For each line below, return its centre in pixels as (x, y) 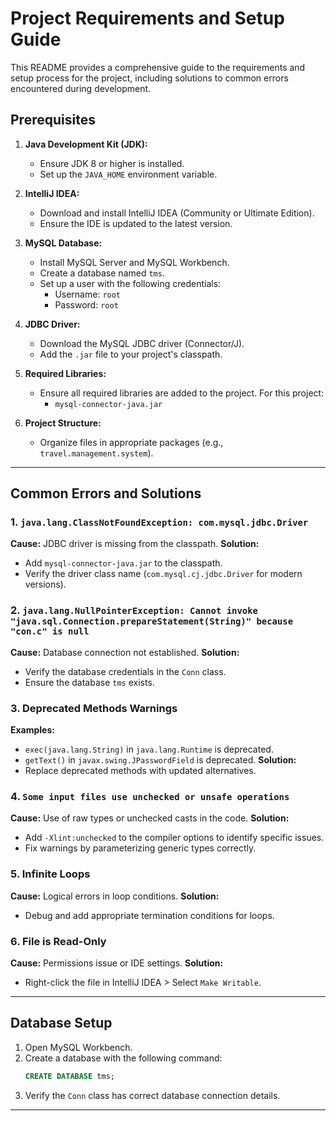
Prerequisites (53, 120)
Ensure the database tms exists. (89, 682)
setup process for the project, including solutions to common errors (149, 78)
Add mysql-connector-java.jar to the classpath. (123, 563)
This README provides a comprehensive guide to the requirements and (158, 67)
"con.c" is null (50, 631)
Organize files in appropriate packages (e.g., (131, 442)
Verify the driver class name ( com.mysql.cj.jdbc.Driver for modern (163, 574)
